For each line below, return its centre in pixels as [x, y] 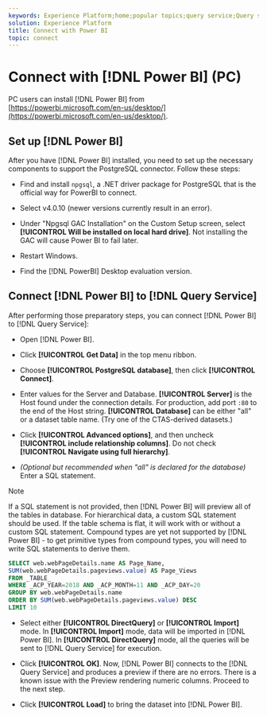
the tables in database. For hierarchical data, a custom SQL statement [122, 515]
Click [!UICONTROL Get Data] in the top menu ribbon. [108, 354]
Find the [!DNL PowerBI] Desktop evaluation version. [106, 271]
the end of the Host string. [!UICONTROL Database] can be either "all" [135, 411]
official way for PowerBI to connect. [78, 193]
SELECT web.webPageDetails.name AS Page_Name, [87, 563]
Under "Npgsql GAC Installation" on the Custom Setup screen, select [132, 223]
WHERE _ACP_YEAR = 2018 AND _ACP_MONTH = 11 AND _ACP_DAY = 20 [104, 586]
